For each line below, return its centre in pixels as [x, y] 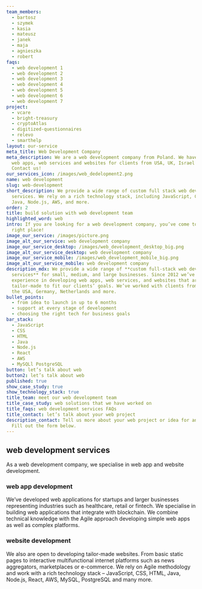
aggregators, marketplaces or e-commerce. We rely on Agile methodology [98, 567]
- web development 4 [37, 85]
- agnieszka [27, 51]
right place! [28, 230]
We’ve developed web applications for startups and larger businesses [93, 499]
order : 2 [17, 208]
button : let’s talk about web [44, 370]
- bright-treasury [35, 118]
